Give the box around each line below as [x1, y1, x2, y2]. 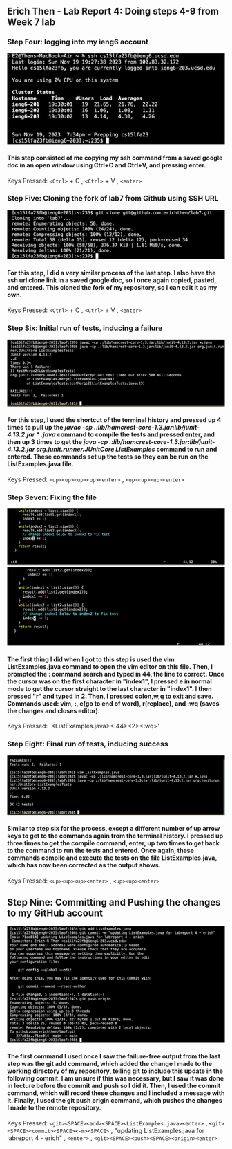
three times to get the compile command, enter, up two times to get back [7, 839, 220, 847]
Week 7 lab [7, 17, 56, 28]
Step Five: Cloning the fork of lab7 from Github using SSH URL [7, 194, 219, 203]
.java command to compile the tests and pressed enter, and [41, 430, 215, 439]
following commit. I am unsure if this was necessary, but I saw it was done [7, 1074, 224, 1083]
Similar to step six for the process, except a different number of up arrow [7, 825, 220, 833]
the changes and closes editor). [7, 706, 100, 715]
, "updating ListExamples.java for [110, 1126, 205, 1134]
